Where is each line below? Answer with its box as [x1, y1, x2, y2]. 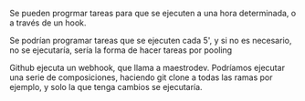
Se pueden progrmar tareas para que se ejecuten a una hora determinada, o [9, 8, 297, 18]
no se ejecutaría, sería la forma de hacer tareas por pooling [9, 45, 233, 56]
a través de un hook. [9, 17, 87, 28]
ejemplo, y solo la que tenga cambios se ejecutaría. [9, 82, 203, 92]
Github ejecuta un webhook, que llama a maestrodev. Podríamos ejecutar [9, 63, 286, 73]
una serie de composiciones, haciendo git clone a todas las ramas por [9, 72, 273, 83]
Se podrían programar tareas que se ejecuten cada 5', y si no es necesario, [9, 35, 292, 45]
